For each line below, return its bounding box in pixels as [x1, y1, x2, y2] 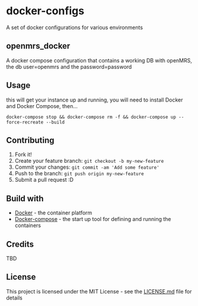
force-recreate [6, 119, 44, 125]
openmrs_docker [6, 41, 71, 51]
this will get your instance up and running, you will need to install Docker [6, 96, 183, 103]
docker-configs [6, 4, 85, 18]
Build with [6, 193, 44, 203]
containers [14, 222, 41, 229]
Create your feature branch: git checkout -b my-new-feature [14, 157, 164, 165]
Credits [6, 239, 34, 249]
